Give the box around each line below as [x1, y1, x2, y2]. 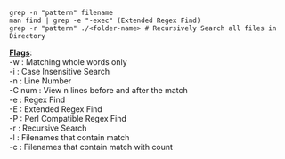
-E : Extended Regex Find [9, 104, 102, 115]
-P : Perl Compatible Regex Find [9, 114, 127, 123]
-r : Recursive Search [9, 123, 87, 133]
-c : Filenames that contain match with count [9, 142, 174, 152]
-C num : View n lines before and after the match [9, 85, 189, 95]
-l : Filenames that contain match [9, 132, 130, 142]
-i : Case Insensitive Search [9, 67, 110, 76]
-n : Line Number [9, 76, 72, 86]
